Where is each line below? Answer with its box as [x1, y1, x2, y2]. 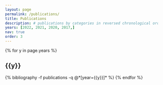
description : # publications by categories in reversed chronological [5, 20, 151, 26]
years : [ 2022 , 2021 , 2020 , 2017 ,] [5, 25, 75, 30]
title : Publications [5, 16, 47, 21]
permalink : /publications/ [5, 12, 60, 17]
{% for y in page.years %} [5, 47, 57, 53]
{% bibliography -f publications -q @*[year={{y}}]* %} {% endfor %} [5, 74, 143, 80]
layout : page [5, 7, 32, 12]
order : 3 [5, 34, 23, 39]
